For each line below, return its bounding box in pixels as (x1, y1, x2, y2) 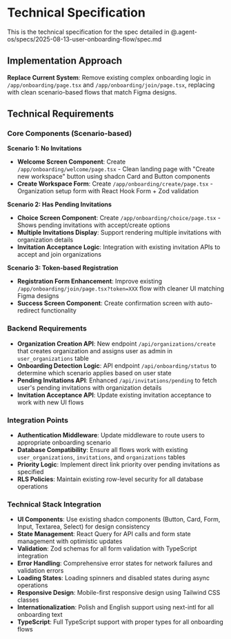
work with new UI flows (17, 398, 84, 406)
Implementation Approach (7, 55, 123, 67)
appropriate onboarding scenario (17, 438, 112, 446)
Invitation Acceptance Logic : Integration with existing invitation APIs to (17, 243, 221, 251)
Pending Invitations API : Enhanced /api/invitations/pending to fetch (17, 376, 217, 384)
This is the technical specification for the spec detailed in (7, 28, 170, 36)
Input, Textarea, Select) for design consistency (17, 522, 150, 531)
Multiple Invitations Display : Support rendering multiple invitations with (17, 228, 222, 237)
